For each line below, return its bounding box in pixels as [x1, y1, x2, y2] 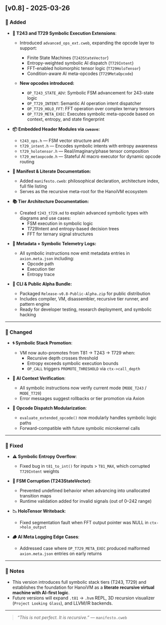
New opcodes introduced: [19, 80, 75, 86]
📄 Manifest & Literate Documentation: [12, 168, 91, 174]
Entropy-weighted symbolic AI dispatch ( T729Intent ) [27, 60, 134, 66]
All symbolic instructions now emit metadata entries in [19, 250, 130, 256]
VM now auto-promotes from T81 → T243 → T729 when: [19, 349, 135, 355]
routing [19, 158, 35, 164]
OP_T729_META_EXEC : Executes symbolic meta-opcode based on [27, 111, 155, 117]
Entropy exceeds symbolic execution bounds [27, 360, 119, 366]
